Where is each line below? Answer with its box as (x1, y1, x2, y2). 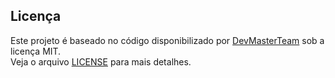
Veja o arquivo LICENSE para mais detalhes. (10, 55, 192, 68)
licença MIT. (10, 45, 62, 57)
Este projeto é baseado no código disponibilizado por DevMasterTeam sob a (10, 34, 325, 46)
